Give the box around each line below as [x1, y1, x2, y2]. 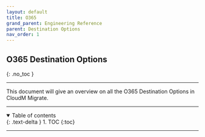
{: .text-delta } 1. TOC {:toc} [6, 118, 75, 125]
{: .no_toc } [6, 70, 34, 77]
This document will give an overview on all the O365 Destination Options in [6, 88, 195, 95]
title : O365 [6, 15, 37, 21]
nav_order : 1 [6, 32, 40, 38]
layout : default [6, 9, 48, 15]
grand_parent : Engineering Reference [6, 20, 103, 26]
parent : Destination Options [6, 26, 81, 32]
